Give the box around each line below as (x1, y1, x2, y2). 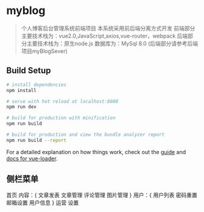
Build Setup (6, 65, 51, 76)
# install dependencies (6, 82, 67, 88)
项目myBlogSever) (21, 47, 68, 55)
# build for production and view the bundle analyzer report (6, 132, 165, 138)
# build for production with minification (6, 115, 116, 121)
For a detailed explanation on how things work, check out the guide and (6, 148, 186, 155)
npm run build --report (6, 137, 67, 143)
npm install (6, 87, 37, 93)
